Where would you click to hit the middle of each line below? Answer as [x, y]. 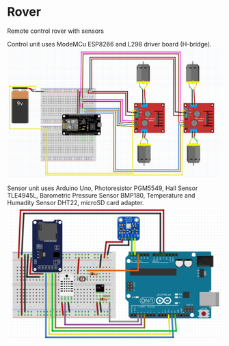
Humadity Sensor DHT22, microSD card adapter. [76, 202]
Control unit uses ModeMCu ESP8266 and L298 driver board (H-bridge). [109, 44]
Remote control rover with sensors [56, 31]
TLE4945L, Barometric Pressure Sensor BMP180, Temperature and [101, 195]
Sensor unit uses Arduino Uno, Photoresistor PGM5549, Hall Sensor [103, 188]
